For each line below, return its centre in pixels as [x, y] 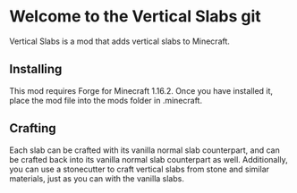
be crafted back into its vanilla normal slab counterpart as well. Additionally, [148, 159]
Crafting [33, 128]
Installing [36, 69]
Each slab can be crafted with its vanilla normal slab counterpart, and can [144, 150]
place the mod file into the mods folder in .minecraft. [106, 100]
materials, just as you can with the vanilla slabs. [97, 178]
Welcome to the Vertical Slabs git [135, 17]
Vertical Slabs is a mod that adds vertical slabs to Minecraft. [120, 41]
